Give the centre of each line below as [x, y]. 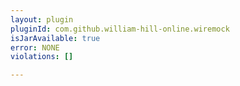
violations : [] [42, 57]
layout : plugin [42, 19]
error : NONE [35, 47]
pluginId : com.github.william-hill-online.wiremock [120, 29]
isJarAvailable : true [55, 38]
